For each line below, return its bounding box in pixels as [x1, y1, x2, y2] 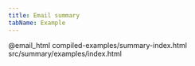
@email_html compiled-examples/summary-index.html [8, 40, 187, 49]
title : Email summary [8, 11, 80, 20]
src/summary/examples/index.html [8, 49, 122, 58]
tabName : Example [8, 19, 66, 27]
